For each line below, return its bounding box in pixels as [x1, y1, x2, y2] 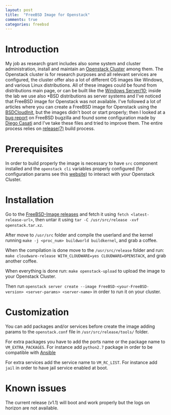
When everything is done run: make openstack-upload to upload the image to [5, 268, 165, 274]
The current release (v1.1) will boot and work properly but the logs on [5, 399, 150, 405]
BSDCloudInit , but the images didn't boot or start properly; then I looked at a [5, 109, 166, 115]
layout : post [5, 7, 33, 13]
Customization [5, 306, 69, 318]
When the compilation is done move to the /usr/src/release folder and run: [5, 247, 164, 253]
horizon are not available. [5, 405, 59, 411]
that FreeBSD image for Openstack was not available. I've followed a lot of [5, 98, 161, 105]
